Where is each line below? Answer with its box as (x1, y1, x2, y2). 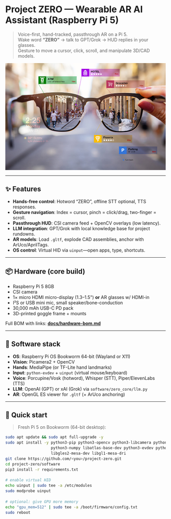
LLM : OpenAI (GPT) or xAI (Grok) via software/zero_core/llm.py (12, 386, 148, 392)
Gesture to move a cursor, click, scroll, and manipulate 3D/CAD (17, 47, 150, 53)
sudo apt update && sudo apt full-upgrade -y (5, 434, 103, 440)
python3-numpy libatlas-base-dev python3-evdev (50, 446, 154, 451)
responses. (12, 204, 37, 210)
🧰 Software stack (5, 340, 61, 348)
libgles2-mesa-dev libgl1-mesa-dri (50, 451, 126, 456)
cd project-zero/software (5, 461, 60, 467)
